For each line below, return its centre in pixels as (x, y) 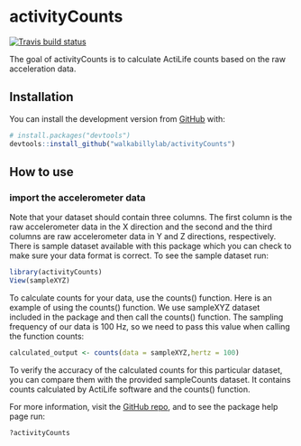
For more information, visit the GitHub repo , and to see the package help (144, 406)
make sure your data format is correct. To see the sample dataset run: (139, 256)
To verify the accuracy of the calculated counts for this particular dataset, (146, 370)
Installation (41, 97)
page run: (27, 416)
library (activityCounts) (56, 273)
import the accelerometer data (78, 198)
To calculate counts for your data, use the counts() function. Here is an (141, 297)
